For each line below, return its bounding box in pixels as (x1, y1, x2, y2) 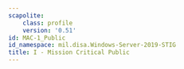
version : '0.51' (22, 26, 77, 34)
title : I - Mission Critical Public (8, 48, 130, 56)
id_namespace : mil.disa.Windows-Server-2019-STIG (8, 41, 177, 49)
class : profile (22, 19, 73, 27)
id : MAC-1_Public (8, 33, 66, 42)
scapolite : (8, 11, 45, 20)
